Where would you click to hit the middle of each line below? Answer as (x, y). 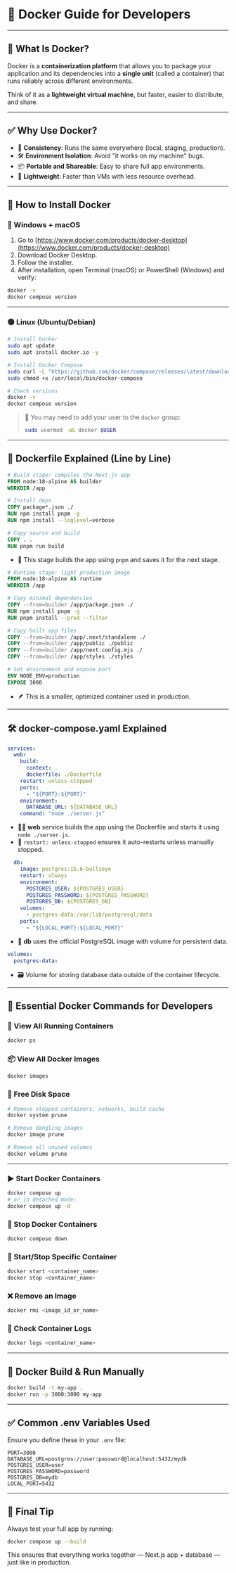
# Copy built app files (42, 630)
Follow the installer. (45, 262)
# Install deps (29, 501)
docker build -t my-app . (45, 1388)
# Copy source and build (44, 533)
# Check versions (33, 391)
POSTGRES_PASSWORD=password (48, 1471)
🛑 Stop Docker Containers (52, 1224)
